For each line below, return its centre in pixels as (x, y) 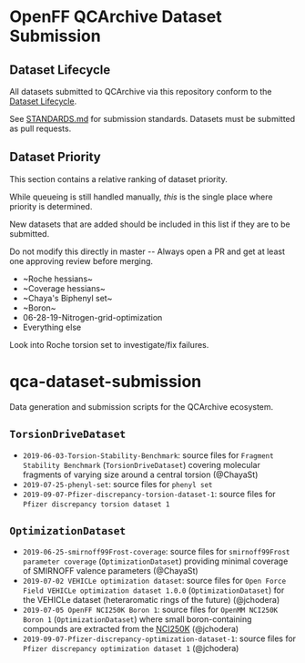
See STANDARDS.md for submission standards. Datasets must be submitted (152, 119)
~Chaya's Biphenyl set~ (67, 298)
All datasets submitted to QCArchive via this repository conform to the (141, 92)
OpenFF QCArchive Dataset (116, 17)
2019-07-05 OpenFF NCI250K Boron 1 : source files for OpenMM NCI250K (150, 610)
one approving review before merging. (81, 260)
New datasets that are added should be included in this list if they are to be (150, 224)
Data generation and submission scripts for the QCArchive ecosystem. (142, 406)
